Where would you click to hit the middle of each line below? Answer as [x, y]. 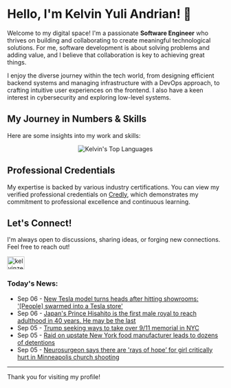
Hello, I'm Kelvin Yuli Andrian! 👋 [99, 14]
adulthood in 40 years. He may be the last [76, 320]
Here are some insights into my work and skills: [74, 135]
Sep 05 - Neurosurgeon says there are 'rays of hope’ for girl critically [115, 350]
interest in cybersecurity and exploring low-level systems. [89, 97]
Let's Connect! [40, 223]
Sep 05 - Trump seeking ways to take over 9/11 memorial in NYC [108, 328]
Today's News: [33, 284]
